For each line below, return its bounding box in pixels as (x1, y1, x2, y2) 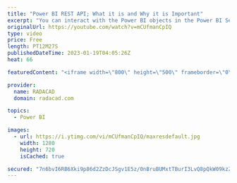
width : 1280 (20, 139, 55, 146)
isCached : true (20, 153, 65, 160)
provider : (7, 82, 37, 89)
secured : (7, 165, 33, 172)
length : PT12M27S (7, 43, 59, 50)
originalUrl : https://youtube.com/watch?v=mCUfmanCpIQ (7, 23, 172, 30)
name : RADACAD (13, 88, 55, 95)
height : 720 (20, 146, 55, 153)
